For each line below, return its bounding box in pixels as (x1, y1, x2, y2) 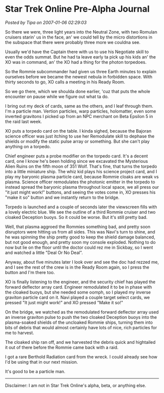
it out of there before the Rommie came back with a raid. (5, 344, 119, 350)
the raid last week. (5, 118, 42, 124)
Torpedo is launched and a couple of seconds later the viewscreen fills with (5, 204, 157, 210)
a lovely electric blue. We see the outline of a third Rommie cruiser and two (5, 209, 156, 215)
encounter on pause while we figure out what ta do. (5, 94, 109, 99)
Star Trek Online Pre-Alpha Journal (5, 3, 150, 15)
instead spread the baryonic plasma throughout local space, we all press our (5, 184, 159, 190)
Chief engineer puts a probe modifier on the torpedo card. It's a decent (5, 153, 148, 159)
